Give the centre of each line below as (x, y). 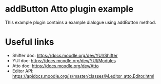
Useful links (30, 42)
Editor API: (23, 71)
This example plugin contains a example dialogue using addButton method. (80, 22)
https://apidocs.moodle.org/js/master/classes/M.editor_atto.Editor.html (83, 76)
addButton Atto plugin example (69, 9)
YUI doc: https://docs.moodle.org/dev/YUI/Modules (64, 60)
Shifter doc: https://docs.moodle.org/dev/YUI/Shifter (65, 55)
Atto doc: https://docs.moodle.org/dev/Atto (55, 66)
